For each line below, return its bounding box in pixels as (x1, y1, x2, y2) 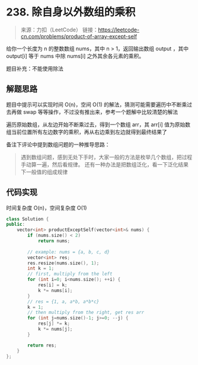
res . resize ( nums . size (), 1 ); (27, 260, 100, 266)
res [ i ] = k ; (37, 282, 68, 288)
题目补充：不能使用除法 (6, 65, 63, 72)
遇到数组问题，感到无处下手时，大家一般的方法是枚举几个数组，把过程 (20, 153, 193, 161)
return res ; (27, 342, 58, 348)
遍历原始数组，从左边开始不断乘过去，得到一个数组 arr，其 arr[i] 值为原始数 (6, 121, 191, 128)
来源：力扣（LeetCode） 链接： (20, 26, 98, 33)
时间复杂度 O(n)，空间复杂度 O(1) (6, 204, 87, 211)
